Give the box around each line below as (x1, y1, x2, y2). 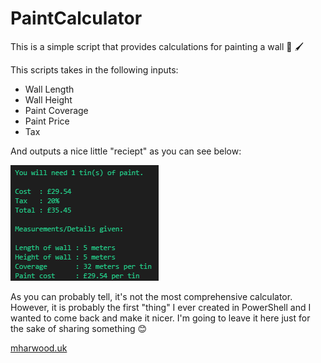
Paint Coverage (24, 104, 89, 116)
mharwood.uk (10, 342, 68, 354)
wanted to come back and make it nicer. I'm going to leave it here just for (10, 312, 311, 324)
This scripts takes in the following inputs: (10, 63, 179, 76)
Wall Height (24, 93, 73, 106)
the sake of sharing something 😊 (10, 322, 148, 334)
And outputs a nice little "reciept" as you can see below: (10, 145, 242, 157)
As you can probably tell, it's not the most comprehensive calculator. (10, 290, 293, 302)
